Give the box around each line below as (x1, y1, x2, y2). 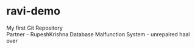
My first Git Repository (6, 24, 63, 31)
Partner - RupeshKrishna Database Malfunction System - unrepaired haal (6, 30, 190, 38)
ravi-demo (6, 4, 61, 18)
